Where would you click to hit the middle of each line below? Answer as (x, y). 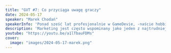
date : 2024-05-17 (24, 15)
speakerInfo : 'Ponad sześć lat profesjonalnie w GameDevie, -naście (79, 24)
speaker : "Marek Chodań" (32, 19)
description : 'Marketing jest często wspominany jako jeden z (73, 29)
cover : (12, 38)
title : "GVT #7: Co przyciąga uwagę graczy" (53, 10)
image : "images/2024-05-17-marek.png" (51, 43)
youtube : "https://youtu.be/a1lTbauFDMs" (50, 33)
